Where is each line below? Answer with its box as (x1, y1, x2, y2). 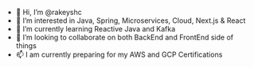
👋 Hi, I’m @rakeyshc (15, 8, 82, 17)
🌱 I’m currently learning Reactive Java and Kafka (15, 24, 176, 33)
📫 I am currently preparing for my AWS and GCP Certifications (15, 50, 223, 59)
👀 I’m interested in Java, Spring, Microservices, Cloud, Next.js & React (15, 16, 246, 25)
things (15, 41, 37, 50)
